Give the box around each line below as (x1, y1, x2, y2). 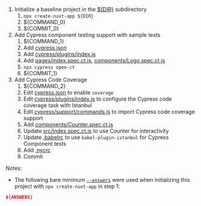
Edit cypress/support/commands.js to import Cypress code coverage (23, 108, 195, 115)
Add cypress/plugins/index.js (23, 51, 96, 57)
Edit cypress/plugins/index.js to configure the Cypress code (23, 95, 172, 102)
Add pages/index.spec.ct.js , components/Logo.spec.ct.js (23, 57, 165, 64)
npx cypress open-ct (23, 64, 75, 70)
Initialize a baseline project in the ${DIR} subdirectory (14, 6, 147, 13)
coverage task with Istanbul (23, 102, 92, 108)
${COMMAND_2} (23, 83, 66, 90)
